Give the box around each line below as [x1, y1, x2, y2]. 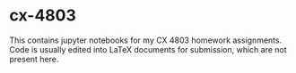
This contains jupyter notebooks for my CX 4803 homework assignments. [9, 35, 283, 45]
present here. [9, 53, 59, 64]
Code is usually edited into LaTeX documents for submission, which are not [9, 44, 287, 54]
